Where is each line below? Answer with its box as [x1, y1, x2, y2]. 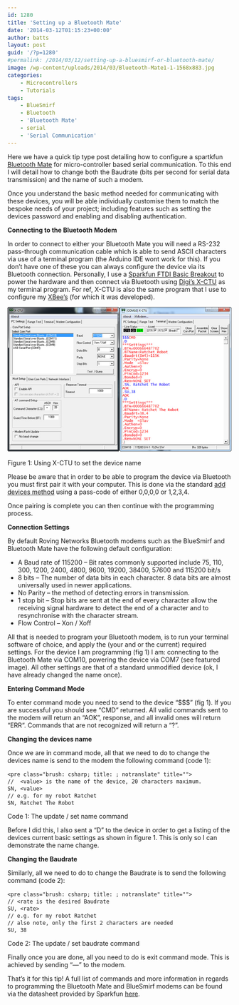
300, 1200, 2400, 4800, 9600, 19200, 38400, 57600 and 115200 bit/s [17, 566, 221, 575]
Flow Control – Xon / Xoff [17, 619, 92, 627]
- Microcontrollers [20, 79, 78, 86]
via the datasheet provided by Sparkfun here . [7, 989, 140, 999]
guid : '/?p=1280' [7, 49, 59, 56]
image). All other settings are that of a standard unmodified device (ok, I [7, 663, 218, 672]
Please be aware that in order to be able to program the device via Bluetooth [7, 473, 231, 481]
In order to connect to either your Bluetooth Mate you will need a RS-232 [7, 239, 221, 248]
